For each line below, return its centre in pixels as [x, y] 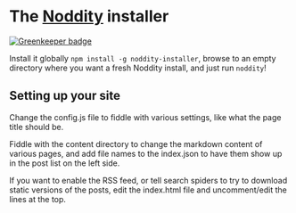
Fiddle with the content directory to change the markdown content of [136, 143]
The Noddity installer [89, 16]
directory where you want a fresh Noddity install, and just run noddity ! [138, 68]
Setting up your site [65, 96]
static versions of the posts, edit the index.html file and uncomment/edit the [148, 190]
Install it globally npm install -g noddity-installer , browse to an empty [143, 58]
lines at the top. [38, 199]
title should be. [37, 127]
